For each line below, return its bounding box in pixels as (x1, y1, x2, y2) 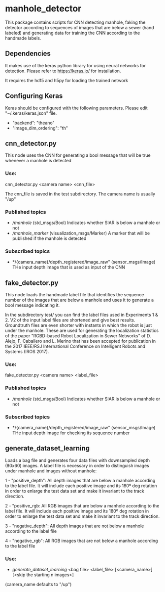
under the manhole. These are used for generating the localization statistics (5, 327, 159, 334)
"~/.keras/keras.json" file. (5, 110, 57, 116)
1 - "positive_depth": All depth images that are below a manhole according (5, 477, 156, 483)
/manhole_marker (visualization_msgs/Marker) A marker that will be (12, 230, 150, 236)
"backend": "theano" (12, 120, 55, 126)
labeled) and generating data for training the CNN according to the (5, 30, 140, 36)
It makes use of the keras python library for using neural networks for (5, 62, 146, 68)
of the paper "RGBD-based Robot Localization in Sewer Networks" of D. (5, 333, 151, 339)
